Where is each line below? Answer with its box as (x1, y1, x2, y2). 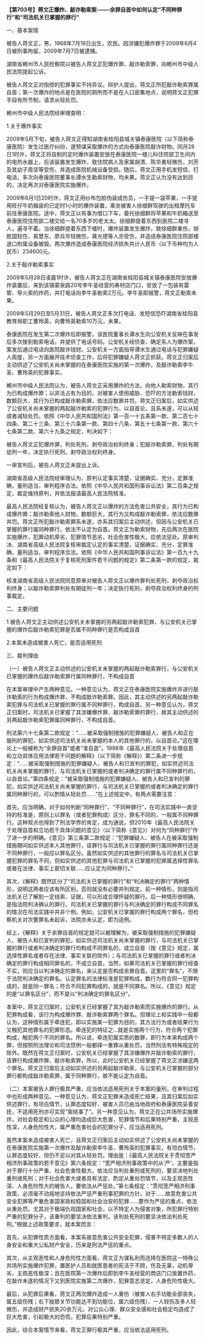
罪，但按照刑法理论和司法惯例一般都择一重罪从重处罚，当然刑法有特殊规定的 (6, 1041, 199, 1049)
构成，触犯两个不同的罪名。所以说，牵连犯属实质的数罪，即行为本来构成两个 (6, 1034, 199, 1041)
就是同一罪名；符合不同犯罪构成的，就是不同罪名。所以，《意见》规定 (22, 983, 196, 989)
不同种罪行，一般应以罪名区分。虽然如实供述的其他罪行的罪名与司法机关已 (6, 849, 193, 857)
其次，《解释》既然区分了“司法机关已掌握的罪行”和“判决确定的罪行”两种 (6, 878, 184, 885)
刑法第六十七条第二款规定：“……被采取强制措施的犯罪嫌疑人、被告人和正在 (6, 729, 194, 737)
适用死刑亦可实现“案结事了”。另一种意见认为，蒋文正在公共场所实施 (22, 1108, 193, 1115)
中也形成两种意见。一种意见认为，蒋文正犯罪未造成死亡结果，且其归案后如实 (6, 1093, 199, 1100)
